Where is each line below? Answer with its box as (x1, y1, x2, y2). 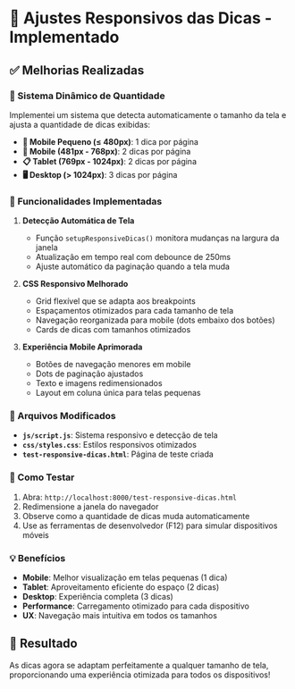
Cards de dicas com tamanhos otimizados (35, 324, 191, 335)
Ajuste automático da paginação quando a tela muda (35, 261, 231, 272)
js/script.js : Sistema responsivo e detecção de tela (21, 430, 218, 441)
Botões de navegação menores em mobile (35, 359, 191, 370)
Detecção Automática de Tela (21, 215, 135, 226)
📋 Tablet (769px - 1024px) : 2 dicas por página (21, 155, 197, 166)
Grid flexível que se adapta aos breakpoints (35, 296, 197, 307)
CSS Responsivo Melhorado (21, 279, 129, 290)
